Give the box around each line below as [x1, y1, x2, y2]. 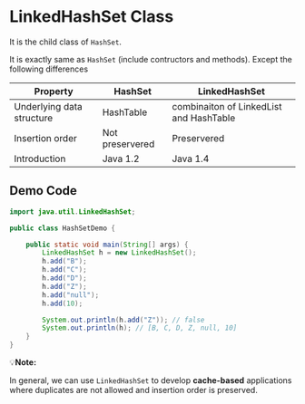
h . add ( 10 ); [42, 299, 84, 308]
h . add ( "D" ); [42, 274, 88, 283]
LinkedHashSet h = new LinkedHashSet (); [42, 248, 197, 257]
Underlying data [14, 100, 84, 112]
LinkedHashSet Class [9, 6, 174, 27]
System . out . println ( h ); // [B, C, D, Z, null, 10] [42, 323, 238, 332]
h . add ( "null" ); [42, 290, 100, 300]
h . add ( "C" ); [42, 265, 88, 274]
